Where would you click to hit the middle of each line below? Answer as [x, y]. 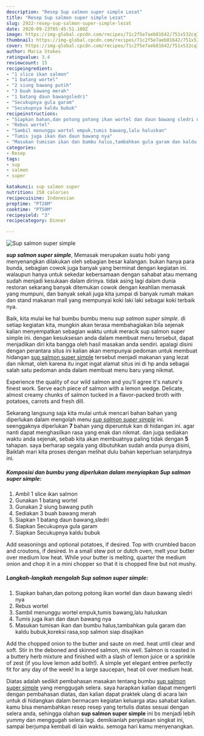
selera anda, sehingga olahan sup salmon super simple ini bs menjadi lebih [101, 714]
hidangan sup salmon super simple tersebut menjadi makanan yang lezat [98, 357]
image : [15, 35]
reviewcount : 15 [27, 63]
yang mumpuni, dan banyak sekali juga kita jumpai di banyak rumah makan [100, 294]
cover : [15, 46]
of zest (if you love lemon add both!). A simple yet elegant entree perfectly [99, 663]
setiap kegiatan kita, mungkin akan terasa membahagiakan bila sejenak [95, 325]
